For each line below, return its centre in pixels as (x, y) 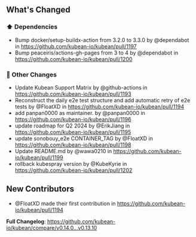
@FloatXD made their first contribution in (65, 203)
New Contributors (40, 189)
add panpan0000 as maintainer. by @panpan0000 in (80, 113)
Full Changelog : (26, 221)
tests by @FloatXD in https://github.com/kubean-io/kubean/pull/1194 (99, 107)
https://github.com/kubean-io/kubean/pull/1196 (73, 119)
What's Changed (38, 10)
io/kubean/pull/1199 (39, 157)
